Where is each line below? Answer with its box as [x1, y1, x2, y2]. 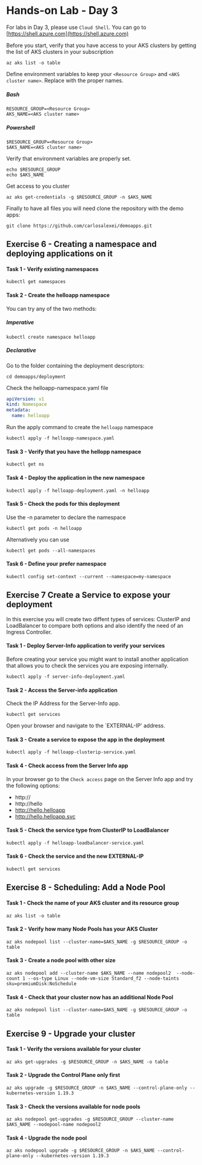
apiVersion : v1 [6, 396, 45, 402]
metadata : [6, 407, 31, 413]
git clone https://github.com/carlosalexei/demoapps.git [6, 223, 153, 229]
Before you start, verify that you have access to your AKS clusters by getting [6, 42, 197, 49]
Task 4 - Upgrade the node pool [6, 1134, 87, 1141]
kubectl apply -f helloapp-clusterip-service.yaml [6, 749, 136, 755]
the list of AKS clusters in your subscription [6, 48, 113, 55]
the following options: [6, 782, 60, 789]
